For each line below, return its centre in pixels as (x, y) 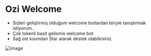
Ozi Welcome (33, 9)
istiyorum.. (23, 28)
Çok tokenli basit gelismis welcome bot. (53, 33)
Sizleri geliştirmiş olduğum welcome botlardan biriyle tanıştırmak (79, 23)
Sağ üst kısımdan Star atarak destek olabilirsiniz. (62, 39)
